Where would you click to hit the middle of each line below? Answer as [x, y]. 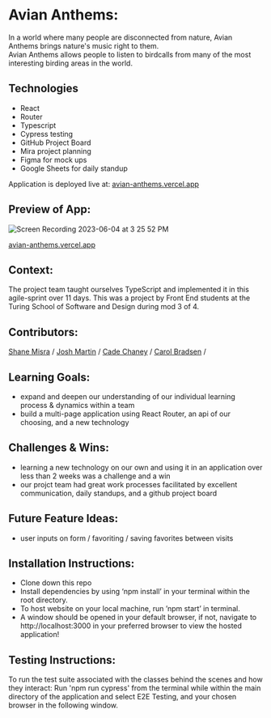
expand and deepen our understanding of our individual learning [128, 397]
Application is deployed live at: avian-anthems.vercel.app [104, 184]
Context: [31, 270]
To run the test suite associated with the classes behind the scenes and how [135, 680]
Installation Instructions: [72, 564]
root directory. [44, 600]
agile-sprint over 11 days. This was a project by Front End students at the [129, 298]
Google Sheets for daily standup [74, 168]
